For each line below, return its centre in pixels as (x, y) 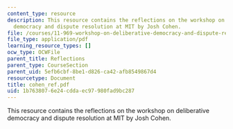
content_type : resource (42, 14)
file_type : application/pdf (48, 40)
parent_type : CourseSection (48, 65)
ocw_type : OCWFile (34, 53)
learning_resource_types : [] (49, 46)
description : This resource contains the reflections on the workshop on (116, 20)
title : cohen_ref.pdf (38, 85)
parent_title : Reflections (46, 59)
